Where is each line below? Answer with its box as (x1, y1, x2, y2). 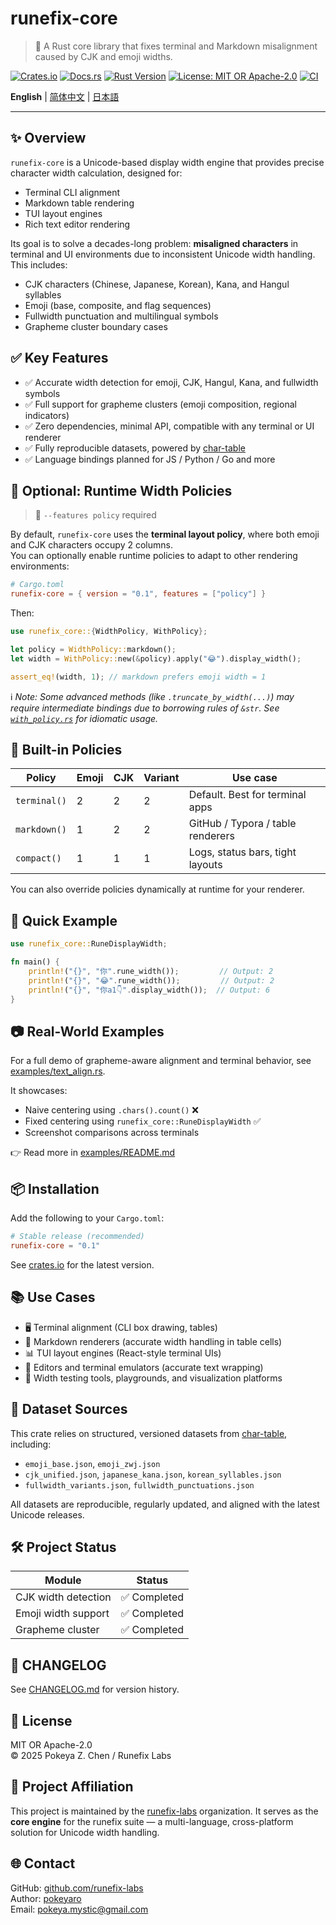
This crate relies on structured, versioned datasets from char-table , (10, 1427, 288, 1439)
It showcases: (10, 1085, 68, 1097)
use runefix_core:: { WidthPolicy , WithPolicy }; (10, 627, 208, 637)
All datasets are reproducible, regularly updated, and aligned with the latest (10, 1498, 320, 1510)
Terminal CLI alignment (24, 186, 121, 198)
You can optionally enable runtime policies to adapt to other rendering (10, 550, 298, 562)
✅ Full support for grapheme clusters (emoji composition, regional (24, 398, 297, 410)
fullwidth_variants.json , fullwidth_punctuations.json (24, 1478, 255, 1491)
